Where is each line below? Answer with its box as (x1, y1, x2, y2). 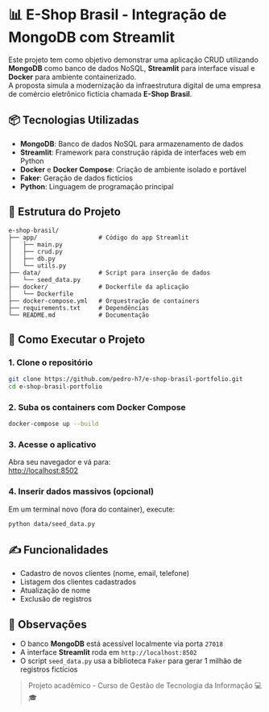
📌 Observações (8, 617, 87, 631)
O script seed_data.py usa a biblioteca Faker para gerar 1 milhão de (19, 656, 242, 666)
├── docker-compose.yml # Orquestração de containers (8, 296, 200, 305)
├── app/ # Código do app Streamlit (8, 234, 189, 242)
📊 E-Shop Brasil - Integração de (8, 6, 227, 24)
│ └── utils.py (8, 262, 67, 270)
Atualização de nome (19, 586, 91, 595)
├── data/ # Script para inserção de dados (8, 268, 211, 277)
